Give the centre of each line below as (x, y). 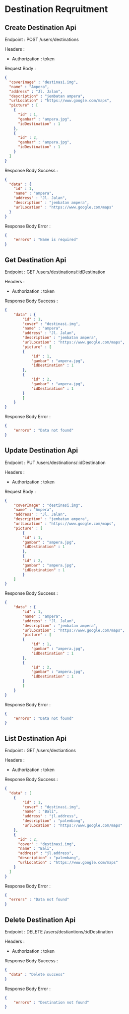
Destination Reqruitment (56, 9)
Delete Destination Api (40, 920)
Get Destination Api (35, 260)
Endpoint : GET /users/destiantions (40, 751)
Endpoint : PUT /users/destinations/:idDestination (55, 462)
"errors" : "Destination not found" (52, 1002)
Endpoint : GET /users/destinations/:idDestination (55, 272)
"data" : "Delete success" (37, 974)
